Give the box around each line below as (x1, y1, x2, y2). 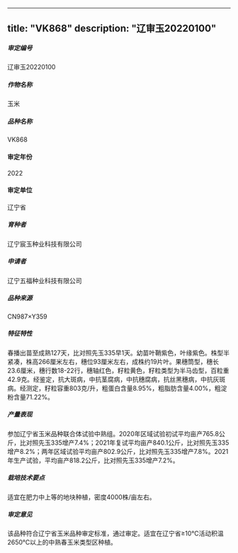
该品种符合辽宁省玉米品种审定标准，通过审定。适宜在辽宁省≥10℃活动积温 (7, 529, 225, 538)
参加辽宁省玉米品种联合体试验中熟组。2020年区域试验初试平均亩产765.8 (7, 429, 220, 438)
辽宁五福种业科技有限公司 (7, 276, 82, 285)
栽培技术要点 (7, 474, 45, 482)
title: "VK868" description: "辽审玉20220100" (7, 23, 217, 35)
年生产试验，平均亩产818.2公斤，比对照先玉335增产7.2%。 (7, 456, 179, 464)
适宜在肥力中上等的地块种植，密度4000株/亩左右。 (7, 493, 156, 501)
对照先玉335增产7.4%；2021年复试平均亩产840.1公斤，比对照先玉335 (25, 438, 229, 447)
